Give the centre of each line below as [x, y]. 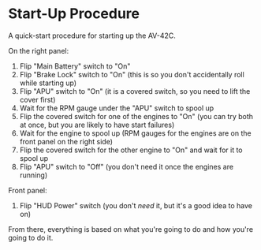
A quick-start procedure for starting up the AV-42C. [92, 35]
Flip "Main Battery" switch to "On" [75, 66]
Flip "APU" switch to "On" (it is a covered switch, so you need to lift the [135, 91]
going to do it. [31, 237]
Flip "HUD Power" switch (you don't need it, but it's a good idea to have [136, 205]
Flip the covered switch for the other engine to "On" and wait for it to [131, 150]
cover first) [37, 99]
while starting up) [48, 83]
